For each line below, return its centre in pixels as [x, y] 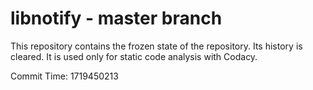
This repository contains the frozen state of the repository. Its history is [156, 46]
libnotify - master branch [116, 18]
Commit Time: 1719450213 [64, 76]
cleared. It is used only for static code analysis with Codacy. [134, 56]
